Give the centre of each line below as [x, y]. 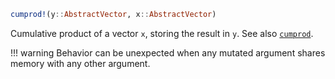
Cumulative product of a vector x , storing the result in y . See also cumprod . [162, 33]
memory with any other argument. [80, 63]
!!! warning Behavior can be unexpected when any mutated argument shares [168, 52]
